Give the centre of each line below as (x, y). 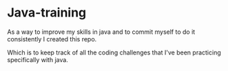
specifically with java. (38, 59)
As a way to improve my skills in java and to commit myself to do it (101, 32)
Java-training (47, 13)
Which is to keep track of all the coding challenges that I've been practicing (114, 52)
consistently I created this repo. (52, 39)
